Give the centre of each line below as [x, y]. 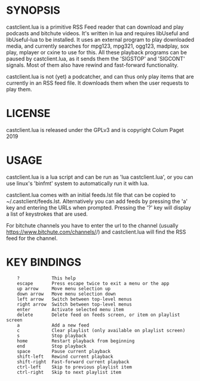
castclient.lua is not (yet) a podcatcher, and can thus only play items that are [100, 76]
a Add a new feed [53, 325]
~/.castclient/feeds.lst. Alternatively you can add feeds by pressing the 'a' [97, 201]
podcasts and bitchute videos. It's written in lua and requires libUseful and [98, 33]
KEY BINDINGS [44, 262]
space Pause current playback [64, 351]
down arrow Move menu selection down [67, 294]
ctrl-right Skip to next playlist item [69, 372]
